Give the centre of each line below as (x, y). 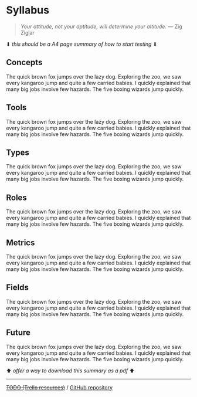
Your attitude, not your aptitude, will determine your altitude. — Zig (101, 26)
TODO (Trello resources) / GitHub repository (60, 387)
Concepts (24, 62)
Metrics (21, 242)
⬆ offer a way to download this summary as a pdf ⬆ (70, 371)
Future (18, 333)
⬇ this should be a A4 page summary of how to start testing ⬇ (82, 44)
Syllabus (28, 10)
